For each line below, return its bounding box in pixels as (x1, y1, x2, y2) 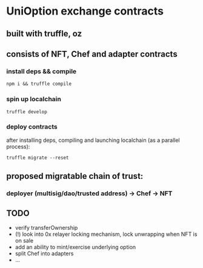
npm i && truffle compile (6, 81, 72, 87)
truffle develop (6, 109, 47, 115)
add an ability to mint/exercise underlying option (15, 243, 136, 250)
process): (6, 142, 30, 150)
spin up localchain (6, 95, 62, 104)
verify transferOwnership (15, 224, 78, 231)
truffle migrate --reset (6, 155, 69, 161)
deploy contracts (6, 122, 58, 131)
